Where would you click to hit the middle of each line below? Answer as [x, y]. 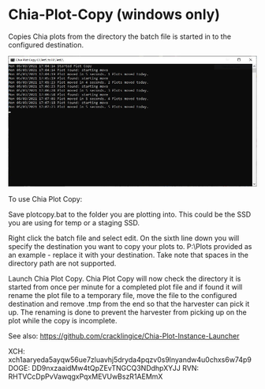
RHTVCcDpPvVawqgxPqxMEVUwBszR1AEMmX [86, 376]
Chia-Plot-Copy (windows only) [114, 15]
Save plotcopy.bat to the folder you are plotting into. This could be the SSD [130, 214]
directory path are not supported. [62, 263]
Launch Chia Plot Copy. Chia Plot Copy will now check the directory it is [125, 278]
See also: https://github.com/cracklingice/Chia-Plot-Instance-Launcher [124, 336]
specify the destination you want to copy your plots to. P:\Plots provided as [130, 246]
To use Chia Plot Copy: [45, 198]
